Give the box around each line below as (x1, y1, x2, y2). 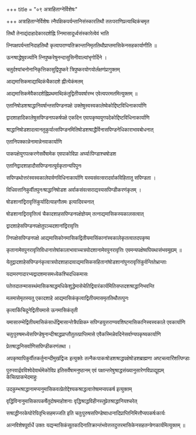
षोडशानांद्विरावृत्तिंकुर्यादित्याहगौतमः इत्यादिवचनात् (6, 199, 94, 205)
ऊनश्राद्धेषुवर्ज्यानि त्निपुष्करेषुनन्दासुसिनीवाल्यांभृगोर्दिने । (6, 54, 107, 61)
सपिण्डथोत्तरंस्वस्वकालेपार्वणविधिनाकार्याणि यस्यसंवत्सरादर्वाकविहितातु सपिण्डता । (6, 174, 156, 181)
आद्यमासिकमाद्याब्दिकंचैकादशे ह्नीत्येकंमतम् (6, 78, 84, 85)
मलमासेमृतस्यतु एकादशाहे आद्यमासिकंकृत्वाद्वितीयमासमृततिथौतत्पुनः (6, 295, 129, 301)
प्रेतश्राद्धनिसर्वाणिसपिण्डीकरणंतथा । (6, 343, 71, 350)
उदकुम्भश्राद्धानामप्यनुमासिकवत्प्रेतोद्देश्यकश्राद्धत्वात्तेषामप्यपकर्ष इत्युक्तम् (6, 386, 132, 392)
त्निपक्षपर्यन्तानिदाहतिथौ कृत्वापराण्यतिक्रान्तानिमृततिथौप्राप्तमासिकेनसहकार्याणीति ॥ (6, 42, 158, 49)
